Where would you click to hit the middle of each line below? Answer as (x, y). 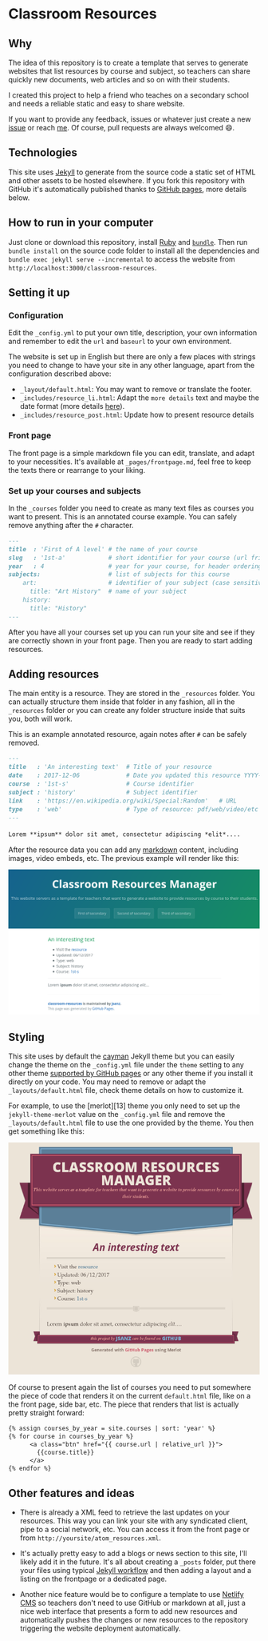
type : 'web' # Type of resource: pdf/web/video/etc (134, 809)
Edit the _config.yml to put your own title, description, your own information (133, 333)
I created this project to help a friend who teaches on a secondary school (129, 95)
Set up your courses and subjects (75, 490)
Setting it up (39, 293)
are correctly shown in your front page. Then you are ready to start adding (130, 640)
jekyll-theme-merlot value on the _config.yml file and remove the (117, 1114)
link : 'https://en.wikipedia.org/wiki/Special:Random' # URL (123, 801)
